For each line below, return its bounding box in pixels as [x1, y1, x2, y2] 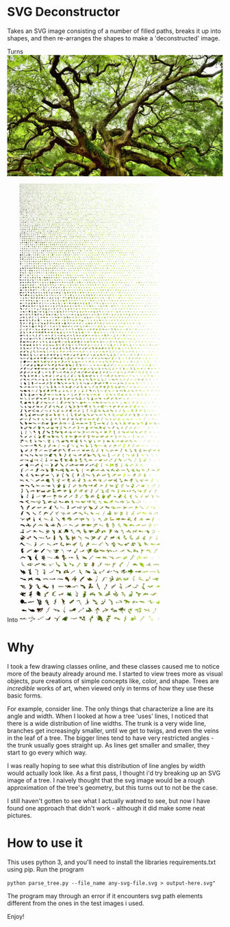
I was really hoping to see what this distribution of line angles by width [7, 761, 205, 769]
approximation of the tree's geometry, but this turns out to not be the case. [7, 783, 218, 791]
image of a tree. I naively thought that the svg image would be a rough [7, 776, 205, 784]
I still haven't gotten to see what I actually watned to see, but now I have [7, 796, 211, 805]
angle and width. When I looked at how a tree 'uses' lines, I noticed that [7, 712, 209, 720]
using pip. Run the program [7, 865, 84, 874]
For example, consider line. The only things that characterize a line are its [7, 704, 214, 713]
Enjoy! [7, 912, 25, 920]
